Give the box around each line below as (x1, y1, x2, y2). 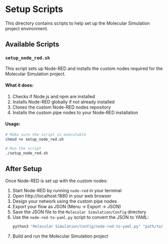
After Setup (5, 165, 42, 173)
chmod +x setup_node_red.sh (5, 137, 64, 142)
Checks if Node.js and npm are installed (12, 93, 95, 99)
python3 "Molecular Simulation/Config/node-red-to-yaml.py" (12, 224, 141, 229)
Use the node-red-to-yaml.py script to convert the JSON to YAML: (12, 214, 149, 220)
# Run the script (5, 146, 42, 151)
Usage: (5, 121, 21, 127)
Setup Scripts (5, 4, 64, 15)
